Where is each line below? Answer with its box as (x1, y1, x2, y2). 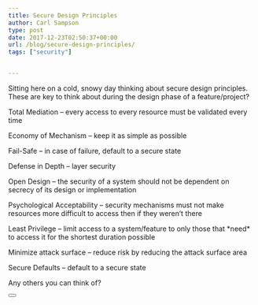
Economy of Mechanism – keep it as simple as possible (8, 131, 187, 140)
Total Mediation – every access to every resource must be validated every (8, 107, 248, 117)
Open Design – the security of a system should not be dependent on (8, 177, 230, 186)
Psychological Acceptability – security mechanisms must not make (8, 200, 224, 210)
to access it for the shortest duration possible (8, 232, 156, 241)
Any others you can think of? (8, 278, 101, 288)
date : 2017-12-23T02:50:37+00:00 (8, 33, 118, 42)
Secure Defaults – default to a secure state (8, 263, 147, 272)
